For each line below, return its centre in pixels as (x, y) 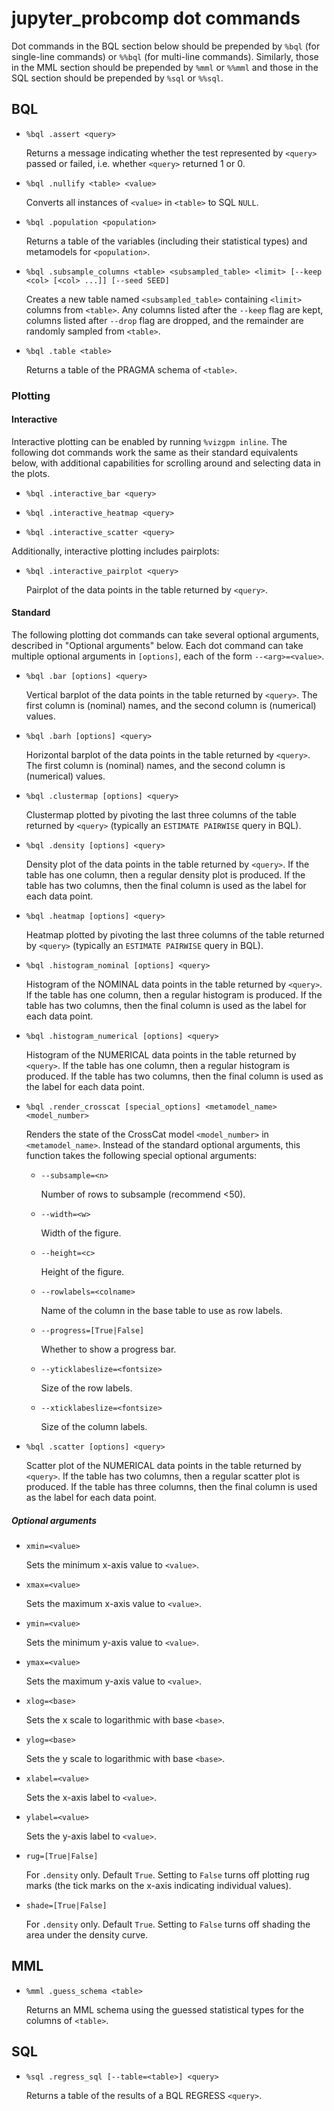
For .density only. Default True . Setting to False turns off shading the (168, 1924)
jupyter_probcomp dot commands (156, 18)
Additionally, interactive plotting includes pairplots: (115, 551)
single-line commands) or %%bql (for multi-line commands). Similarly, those (165, 56)
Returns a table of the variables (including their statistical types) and (166, 241)
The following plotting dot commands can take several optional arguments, (165, 635)
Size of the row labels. (86, 1388)
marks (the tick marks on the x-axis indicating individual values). (158, 1886)
